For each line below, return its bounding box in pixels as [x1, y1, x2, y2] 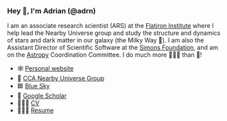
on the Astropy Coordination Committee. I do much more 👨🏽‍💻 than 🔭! [7, 51, 202, 59]
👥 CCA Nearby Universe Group [16, 75, 105, 83]
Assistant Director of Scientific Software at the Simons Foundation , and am [7, 44, 218, 52]
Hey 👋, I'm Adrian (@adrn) [7, 6, 96, 16]
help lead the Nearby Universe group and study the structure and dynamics [7, 29, 221, 37]
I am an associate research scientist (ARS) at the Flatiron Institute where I [7, 22, 214, 30]
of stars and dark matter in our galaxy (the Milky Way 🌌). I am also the [7, 36, 204, 44]
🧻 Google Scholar [16, 92, 67, 100]
